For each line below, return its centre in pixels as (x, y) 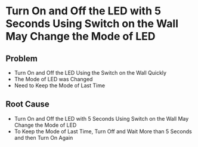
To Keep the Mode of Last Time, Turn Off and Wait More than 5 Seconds (103, 131)
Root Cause (28, 104)
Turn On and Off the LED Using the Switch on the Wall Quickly (90, 73)
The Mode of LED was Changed (53, 79)
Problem (22, 58)
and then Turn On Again (44, 137)
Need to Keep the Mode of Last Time (60, 85)
